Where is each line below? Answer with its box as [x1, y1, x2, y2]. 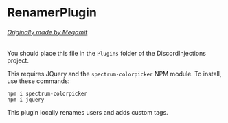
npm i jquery [7, 96, 45, 104]
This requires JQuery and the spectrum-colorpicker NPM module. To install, [7, 70, 222, 78]
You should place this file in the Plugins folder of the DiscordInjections [7, 49, 206, 58]
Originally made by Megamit [7, 27, 88, 36]
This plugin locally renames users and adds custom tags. [7, 109, 168, 117]
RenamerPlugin [7, 5, 98, 21]
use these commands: [7, 77, 70, 85]
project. [7, 56, 30, 65]
